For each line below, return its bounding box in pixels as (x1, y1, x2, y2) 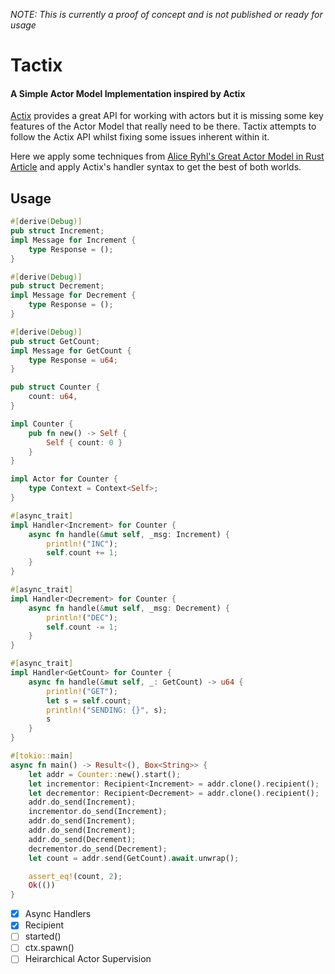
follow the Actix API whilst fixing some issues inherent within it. (10, 131, 270, 143)
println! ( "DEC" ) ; (46, 612, 118, 623)
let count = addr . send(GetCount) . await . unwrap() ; (28, 853, 240, 863)
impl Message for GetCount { (10, 345, 132, 356)
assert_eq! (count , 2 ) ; (28, 871, 123, 881)
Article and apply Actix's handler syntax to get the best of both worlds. (10, 161, 302, 173)
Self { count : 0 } (46, 437, 123, 448)
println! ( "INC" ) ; (46, 539, 118, 549)
